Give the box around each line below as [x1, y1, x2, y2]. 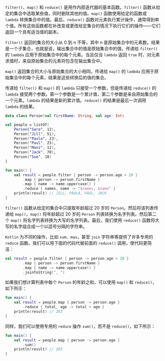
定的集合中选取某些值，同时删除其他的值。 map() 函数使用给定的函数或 [5, 10, 147, 16]
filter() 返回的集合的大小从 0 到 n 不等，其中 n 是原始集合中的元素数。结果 [5, 39, 160, 45]
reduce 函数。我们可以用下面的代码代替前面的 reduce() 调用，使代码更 [5, 240, 148, 246]
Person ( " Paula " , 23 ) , [14, 136, 58, 141]
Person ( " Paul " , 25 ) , [14, 141, 56, 145]
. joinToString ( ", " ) [23, 270, 65, 275]
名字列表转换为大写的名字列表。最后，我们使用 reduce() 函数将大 [27, 217, 160, 223]
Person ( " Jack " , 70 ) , [14, 150, 56, 155]
